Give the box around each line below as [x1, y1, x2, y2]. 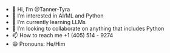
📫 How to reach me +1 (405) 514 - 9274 [12, 32, 114, 39]
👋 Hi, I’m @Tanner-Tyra [12, 6, 70, 13]
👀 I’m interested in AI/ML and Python [12, 12, 104, 19]
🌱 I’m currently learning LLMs [12, 19, 86, 25]
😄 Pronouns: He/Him [12, 40, 66, 48]
